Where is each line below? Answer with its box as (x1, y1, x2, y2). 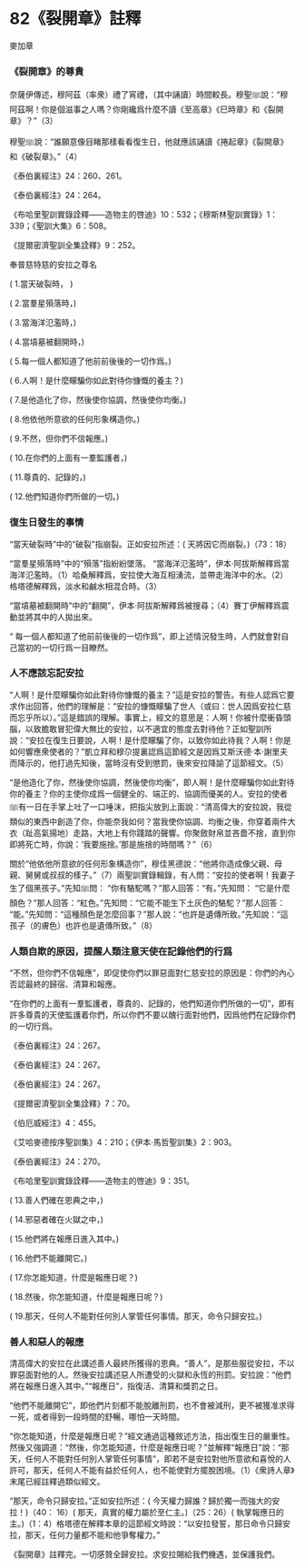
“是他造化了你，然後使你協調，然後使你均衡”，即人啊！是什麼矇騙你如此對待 (9, 777, 295, 788)
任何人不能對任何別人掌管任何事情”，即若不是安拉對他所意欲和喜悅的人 (25, 1453, 292, 1464)
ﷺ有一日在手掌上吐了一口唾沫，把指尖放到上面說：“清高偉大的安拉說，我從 (9, 801, 292, 812)
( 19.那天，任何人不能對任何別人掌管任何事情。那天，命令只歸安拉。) (9, 1311, 263, 1322)
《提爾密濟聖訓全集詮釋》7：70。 (9, 1098, 135, 1110)
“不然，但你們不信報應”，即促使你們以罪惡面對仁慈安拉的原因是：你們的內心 (9, 968, 295, 979)
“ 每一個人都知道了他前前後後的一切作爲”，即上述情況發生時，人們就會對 (9, 630, 281, 641)
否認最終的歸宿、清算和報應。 (9, 979, 121, 990)
